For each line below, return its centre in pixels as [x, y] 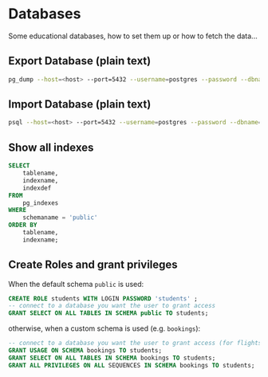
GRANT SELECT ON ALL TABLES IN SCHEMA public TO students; [108, 313]
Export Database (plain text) [80, 61]
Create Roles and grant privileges [93, 265]
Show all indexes [51, 147]
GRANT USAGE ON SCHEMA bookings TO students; [85, 351]
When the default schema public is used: [76, 284]
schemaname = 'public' [60, 218]
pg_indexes [41, 203]
